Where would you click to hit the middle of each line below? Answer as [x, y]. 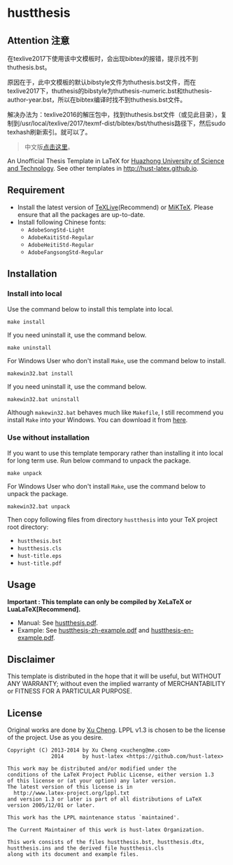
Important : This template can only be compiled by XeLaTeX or [100, 602]
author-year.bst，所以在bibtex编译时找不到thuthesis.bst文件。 [97, 100]
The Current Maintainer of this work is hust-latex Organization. [106, 830]
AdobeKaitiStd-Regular [61, 237]
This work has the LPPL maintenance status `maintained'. [93, 818]
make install [26, 322]
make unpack [24, 473]
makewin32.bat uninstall [43, 399]
